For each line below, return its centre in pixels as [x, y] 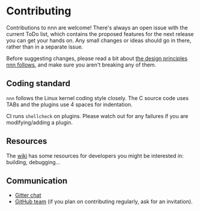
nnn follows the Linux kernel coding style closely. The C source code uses [98, 98]
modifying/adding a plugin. [40, 122]
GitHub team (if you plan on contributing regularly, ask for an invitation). [104, 201]
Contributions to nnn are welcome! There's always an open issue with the [97, 28]
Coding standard [38, 84]
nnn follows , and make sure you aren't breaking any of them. [81, 65]
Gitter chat [28, 195]
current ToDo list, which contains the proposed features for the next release [100, 34]
